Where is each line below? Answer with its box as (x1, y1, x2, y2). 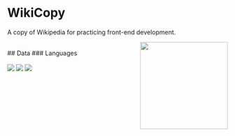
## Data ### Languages (7, 49, 78, 57)
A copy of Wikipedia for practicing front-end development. (7, 28, 176, 36)
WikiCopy (7, 5, 66, 21)
